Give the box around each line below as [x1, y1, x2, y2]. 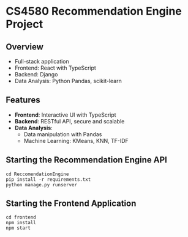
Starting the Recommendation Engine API [6, 155, 168, 166]
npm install [6, 220, 36, 226]
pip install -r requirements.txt [6, 176, 91, 183]
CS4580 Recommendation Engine [6, 4, 182, 18]
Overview [6, 42, 44, 52]
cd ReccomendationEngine [6, 171, 69, 177]
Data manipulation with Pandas [23, 130, 102, 138]
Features [6, 95, 40, 105]
